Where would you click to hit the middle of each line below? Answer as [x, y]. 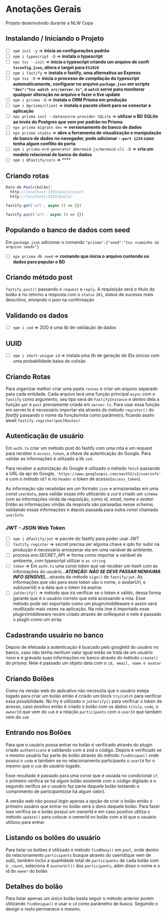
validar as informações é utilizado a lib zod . [49, 458]
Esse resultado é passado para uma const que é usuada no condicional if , [82, 775]
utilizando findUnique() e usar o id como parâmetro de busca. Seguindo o [82, 904]
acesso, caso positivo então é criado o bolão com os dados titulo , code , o [82, 706]
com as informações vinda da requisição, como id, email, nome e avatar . [80, 499]
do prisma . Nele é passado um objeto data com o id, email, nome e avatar [83, 663]
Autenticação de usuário [45, 436]
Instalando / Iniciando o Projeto [55, 39]
